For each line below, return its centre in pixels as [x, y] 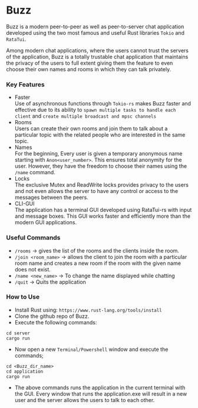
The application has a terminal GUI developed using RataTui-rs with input [103, 210]
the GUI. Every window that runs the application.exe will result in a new [101, 394]
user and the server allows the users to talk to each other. [85, 400]
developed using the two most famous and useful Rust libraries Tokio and [95, 32]
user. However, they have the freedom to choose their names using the [101, 166]
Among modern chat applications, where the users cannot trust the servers [97, 50]
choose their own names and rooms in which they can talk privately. [89, 69]
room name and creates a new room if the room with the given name [98, 263]
